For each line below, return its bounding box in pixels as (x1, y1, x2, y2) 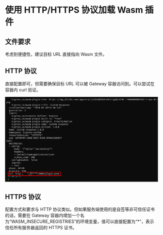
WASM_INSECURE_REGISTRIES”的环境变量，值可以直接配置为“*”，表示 (11, 218, 154, 224)
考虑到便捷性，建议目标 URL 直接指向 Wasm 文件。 (5, 52, 107, 57)
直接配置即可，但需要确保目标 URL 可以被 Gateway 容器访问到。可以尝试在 (5, 81, 155, 87)
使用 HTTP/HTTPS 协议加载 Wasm (5, 4, 143, 16)
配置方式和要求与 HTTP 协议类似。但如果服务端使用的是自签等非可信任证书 (5, 206, 155, 212)
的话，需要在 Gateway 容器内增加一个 (5, 213, 81, 218)
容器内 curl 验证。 (5, 87, 41, 92)
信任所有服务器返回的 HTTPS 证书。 (5, 225, 77, 231)
